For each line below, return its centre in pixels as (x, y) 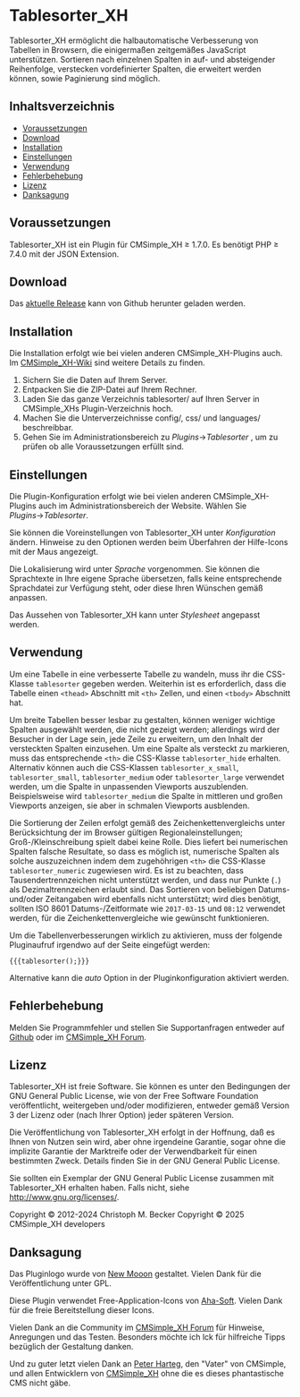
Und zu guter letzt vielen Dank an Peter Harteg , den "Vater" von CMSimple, (148, 1364)
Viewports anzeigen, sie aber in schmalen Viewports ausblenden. (129, 805)
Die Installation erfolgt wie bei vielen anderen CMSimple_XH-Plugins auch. (146, 354)
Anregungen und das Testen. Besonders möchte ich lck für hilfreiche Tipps (147, 1337)
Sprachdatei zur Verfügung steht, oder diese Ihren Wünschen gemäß (136, 588)
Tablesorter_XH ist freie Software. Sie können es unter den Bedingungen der (150, 1086)
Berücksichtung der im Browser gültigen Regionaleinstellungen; (126, 832)
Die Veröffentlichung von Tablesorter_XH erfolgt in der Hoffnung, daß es (142, 1132)
